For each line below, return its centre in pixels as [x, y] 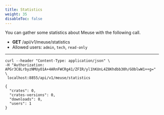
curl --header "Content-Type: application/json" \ [58, 61]
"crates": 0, [23, 91]
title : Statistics [24, 10]
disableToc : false [24, 19]
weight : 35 [16, 14]
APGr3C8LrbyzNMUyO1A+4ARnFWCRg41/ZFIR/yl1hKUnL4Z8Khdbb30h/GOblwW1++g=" [81, 69]
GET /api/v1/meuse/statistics [41, 42]
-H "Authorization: [25, 65]
